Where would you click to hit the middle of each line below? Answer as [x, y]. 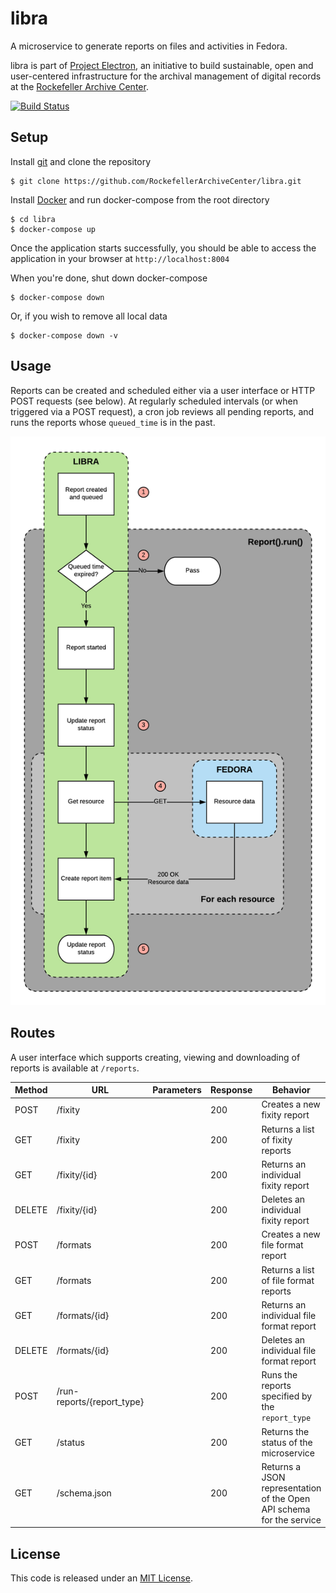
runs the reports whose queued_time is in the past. [113, 422]
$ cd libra [33, 219]
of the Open [286, 1498]
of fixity [277, 1139]
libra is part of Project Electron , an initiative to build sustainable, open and [162, 65]
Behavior [291, 1090]
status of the [287, 1442]
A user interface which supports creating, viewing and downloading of [155, 1057]
